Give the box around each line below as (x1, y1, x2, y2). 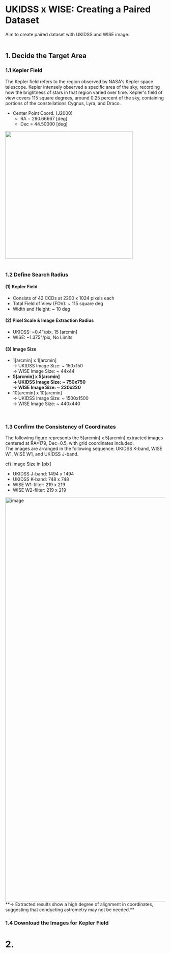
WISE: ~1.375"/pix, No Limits (12, 334, 73, 340)
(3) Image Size (5, 346, 37, 352)
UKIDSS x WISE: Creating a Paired (5, 4, 151, 15)
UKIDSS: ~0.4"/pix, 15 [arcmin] (12, 329, 78, 335)
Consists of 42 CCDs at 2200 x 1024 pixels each (12, 295, 115, 301)
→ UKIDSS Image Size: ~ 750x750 (12, 379, 86, 385)
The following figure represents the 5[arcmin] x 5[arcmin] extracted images (5, 435, 163, 441)
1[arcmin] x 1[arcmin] (12, 357, 57, 363)
